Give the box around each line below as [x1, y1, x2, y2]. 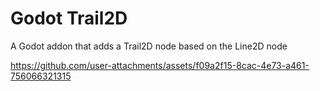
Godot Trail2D [10, 7, 128, 30]
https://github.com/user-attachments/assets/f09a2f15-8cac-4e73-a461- [10, 59, 310, 71]
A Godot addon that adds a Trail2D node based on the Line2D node [10, 40, 288, 52]
